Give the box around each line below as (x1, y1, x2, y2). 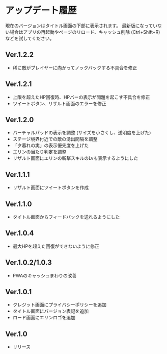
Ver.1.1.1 (5, 170, 30, 179)
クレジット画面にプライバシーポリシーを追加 (12, 302, 107, 308)
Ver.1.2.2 (5, 51, 34, 59)
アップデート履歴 (5, 5, 77, 16)
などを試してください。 (5, 35, 54, 41)
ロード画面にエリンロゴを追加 (12, 315, 75, 321)
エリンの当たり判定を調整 (12, 149, 67, 155)
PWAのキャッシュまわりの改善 (12, 272, 77, 278)
